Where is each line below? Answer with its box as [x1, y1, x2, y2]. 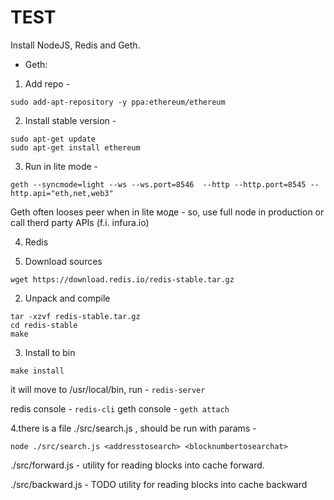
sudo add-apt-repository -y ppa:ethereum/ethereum [10, 97, 226, 107]
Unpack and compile [24, 292, 111, 304]
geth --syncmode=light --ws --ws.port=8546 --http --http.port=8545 [10, 179, 307, 190]
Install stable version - [24, 114, 117, 126]
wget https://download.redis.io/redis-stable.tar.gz [10, 274, 235, 285]
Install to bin [24, 346, 76, 358]
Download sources [24, 255, 103, 267]
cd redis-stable [10, 320, 78, 330]
